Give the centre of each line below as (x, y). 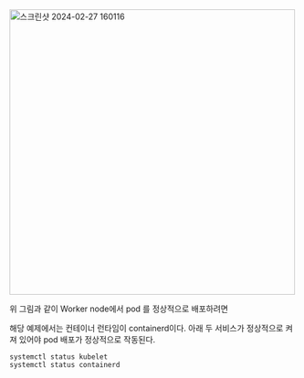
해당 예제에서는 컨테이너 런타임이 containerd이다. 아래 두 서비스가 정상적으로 (147, 328)
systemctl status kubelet (58, 357)
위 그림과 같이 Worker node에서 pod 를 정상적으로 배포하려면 (119, 309)
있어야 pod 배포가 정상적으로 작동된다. (87, 340)
